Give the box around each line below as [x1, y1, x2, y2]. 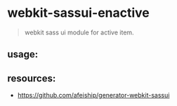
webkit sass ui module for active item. [24, 28, 135, 37]
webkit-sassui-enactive [7, 5, 150, 21]
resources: [7, 72, 56, 84]
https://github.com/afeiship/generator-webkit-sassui [17, 91, 170, 100]
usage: [7, 48, 39, 60]
